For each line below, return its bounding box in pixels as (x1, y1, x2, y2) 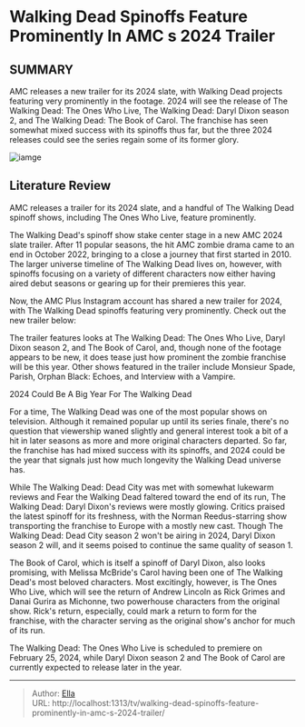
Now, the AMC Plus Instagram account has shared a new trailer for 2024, (9, 295, 283, 306)
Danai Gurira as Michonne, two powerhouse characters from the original (9, 595, 280, 606)
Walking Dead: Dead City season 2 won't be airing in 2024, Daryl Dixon (9, 530, 276, 541)
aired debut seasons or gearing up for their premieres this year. (9, 277, 247, 288)
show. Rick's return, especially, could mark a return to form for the (9, 605, 257, 616)
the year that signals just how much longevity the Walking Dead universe (9, 454, 281, 465)
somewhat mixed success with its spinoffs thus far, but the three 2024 (9, 124, 272, 135)
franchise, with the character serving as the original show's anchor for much (9, 615, 296, 626)
